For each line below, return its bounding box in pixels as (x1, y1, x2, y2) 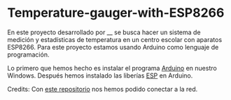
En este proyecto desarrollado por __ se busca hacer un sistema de (7, 28, 201, 36)
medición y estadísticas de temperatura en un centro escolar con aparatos (7, 35, 223, 43)
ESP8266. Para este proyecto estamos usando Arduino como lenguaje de (7, 43, 219, 51)
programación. (7, 50, 50, 59)
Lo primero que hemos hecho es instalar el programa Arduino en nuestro (7, 64, 217, 72)
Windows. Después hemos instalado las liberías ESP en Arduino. (7, 71, 193, 80)
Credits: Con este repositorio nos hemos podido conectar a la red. (7, 85, 198, 93)
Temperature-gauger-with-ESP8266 (7, 5, 225, 21)
